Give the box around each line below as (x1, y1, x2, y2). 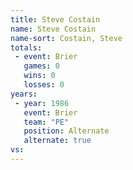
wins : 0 (23, 71, 56, 81)
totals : (10, 42, 43, 53)
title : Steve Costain (10, 14, 101, 25)
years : (10, 89, 38, 99)
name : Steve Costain (10, 24, 97, 34)
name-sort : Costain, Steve (10, 33, 123, 43)
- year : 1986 (14, 98, 70, 108)
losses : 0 (23, 80, 65, 90)
